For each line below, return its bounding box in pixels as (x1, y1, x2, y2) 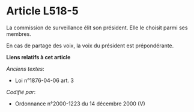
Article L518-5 (6, 4, 79, 18)
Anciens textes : (6, 65, 45, 72)
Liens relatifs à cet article (6, 53, 71, 60)
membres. (6, 30, 31, 37)
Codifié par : (6, 88, 36, 95)
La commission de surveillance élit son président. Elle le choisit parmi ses (6, 24, 188, 31)
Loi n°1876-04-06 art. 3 (14, 77, 74, 84)
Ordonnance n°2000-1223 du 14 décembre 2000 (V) (14, 100, 145, 107)
